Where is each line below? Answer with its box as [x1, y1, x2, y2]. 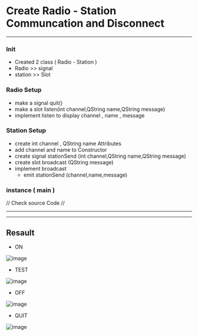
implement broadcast [14, 165, 67, 172]
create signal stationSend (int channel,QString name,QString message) [14, 152, 187, 159]
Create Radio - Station [6, 4, 117, 18]
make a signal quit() [14, 99, 63, 106]
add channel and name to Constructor [14, 146, 107, 153]
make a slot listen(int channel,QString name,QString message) [14, 105, 166, 113]
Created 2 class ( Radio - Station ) [14, 58, 97, 66]
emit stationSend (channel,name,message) [23, 171, 128, 178]
